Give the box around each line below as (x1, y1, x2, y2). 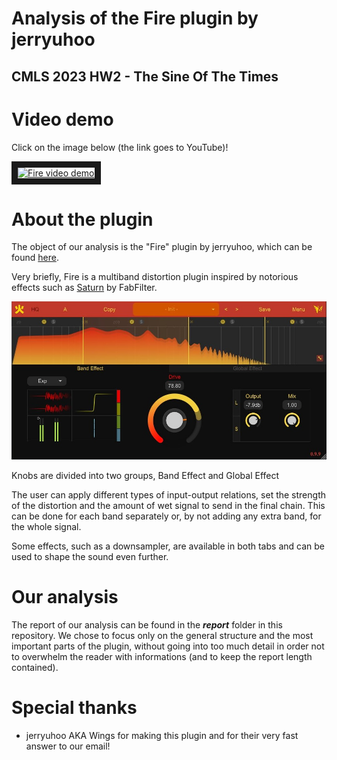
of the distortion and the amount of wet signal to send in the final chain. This (11, 499, 326, 511)
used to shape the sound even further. (11, 550, 169, 562)
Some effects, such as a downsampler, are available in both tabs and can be (11, 540, 325, 552)
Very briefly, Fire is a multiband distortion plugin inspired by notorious (11, 271, 299, 283)
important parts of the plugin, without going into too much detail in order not (11, 640, 325, 652)
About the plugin (11, 208, 154, 231)
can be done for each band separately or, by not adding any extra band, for (11, 510, 322, 522)
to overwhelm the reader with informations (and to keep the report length (11, 650, 313, 662)
